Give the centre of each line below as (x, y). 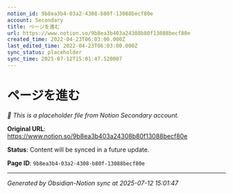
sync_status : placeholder (44, 53)
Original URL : (27, 129)
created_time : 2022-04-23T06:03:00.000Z (67, 40)
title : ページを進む (34, 26)
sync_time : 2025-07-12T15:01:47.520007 (65, 59)
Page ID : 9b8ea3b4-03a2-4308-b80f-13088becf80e (76, 163)
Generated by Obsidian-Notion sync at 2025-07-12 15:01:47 (93, 183)
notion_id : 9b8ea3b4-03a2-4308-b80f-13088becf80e (80, 14)
